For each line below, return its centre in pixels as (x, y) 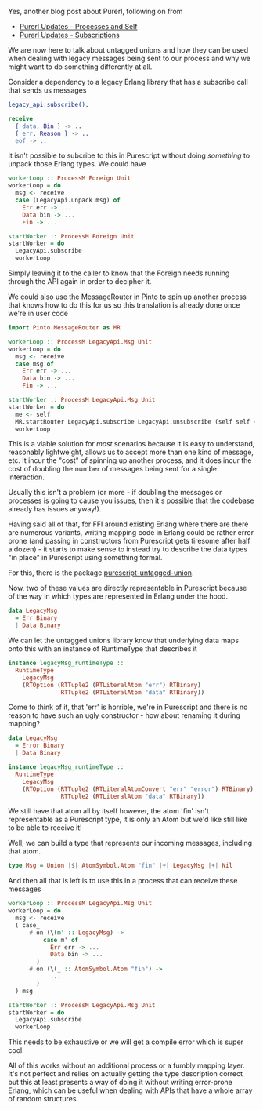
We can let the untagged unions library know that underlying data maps (124, 640)
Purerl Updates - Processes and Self (78, 26)
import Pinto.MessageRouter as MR (65, 328)
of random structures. (43, 1099)
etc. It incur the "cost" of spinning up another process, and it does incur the (130, 460)
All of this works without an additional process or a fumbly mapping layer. (126, 1065)
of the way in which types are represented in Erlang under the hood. (118, 596)
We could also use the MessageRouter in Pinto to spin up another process (127, 297)
